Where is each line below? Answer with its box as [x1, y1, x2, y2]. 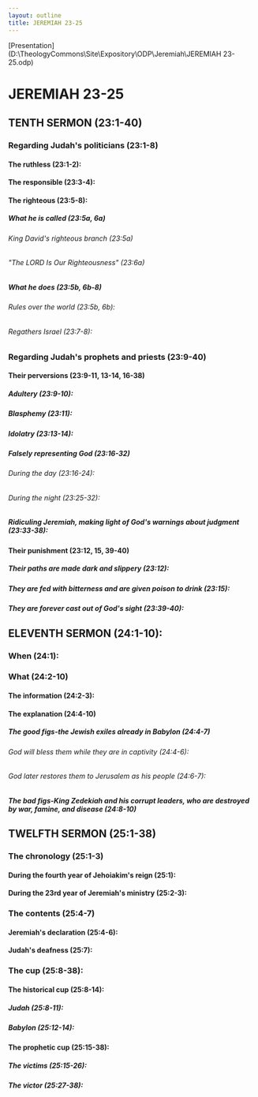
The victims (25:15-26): [8, 1061, 88, 1070]
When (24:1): [8, 650, 59, 661]
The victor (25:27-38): [8, 1080, 84, 1090]
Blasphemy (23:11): [8, 409, 73, 418]
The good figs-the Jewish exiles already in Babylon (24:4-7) [8, 727, 211, 736]
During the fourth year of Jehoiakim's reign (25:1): [8, 870, 176, 880]
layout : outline [8, 11, 62, 20]
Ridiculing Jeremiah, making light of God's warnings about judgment [8, 518, 240, 527]
